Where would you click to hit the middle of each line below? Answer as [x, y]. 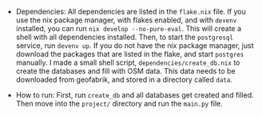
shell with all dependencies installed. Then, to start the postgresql [125, 37]
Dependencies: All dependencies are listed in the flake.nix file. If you [131, 12]
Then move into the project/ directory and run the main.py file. [119, 104]
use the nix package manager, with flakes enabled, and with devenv [126, 20]
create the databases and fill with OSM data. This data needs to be [125, 71]
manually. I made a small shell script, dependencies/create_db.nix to [128, 62]
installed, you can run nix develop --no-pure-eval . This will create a [129, 28]
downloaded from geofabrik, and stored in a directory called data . [124, 80]
